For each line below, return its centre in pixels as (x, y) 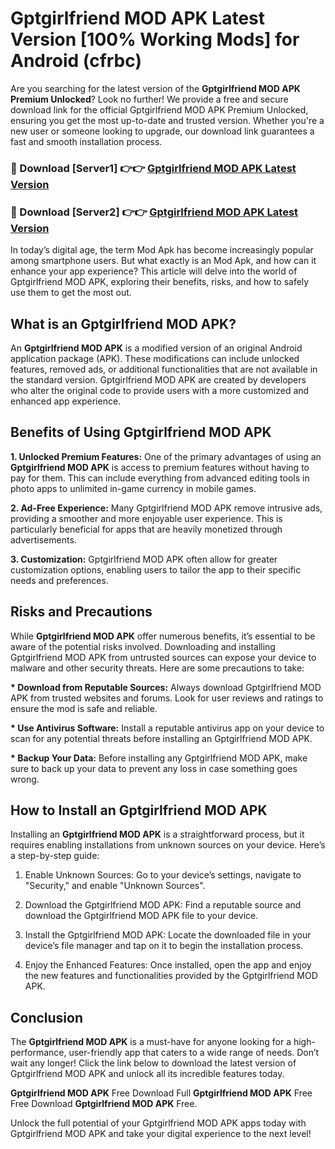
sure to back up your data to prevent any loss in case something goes (154, 768)
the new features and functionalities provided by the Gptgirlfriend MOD (171, 976)
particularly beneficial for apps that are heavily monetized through (146, 529)
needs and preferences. (59, 580)
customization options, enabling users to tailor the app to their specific (156, 569)
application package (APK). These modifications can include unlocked (155, 358)
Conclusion (47, 1017)
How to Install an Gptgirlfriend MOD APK (139, 810)
